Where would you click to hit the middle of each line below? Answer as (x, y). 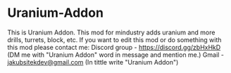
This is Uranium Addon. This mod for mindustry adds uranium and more (111, 32)
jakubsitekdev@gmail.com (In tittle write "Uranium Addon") (93, 62)
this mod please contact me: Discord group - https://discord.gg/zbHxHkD (114, 47)
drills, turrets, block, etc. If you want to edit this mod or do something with (114, 39)
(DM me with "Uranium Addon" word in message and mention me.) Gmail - (115, 55)
